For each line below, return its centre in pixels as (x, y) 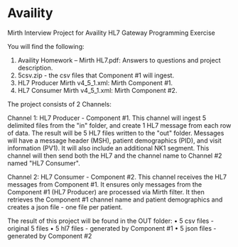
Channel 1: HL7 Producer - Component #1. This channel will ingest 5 (107, 118)
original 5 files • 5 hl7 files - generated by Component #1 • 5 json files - (112, 228)
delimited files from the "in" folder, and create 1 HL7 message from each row (119, 125)
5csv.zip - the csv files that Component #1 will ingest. (96, 75)
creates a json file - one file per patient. (65, 207)
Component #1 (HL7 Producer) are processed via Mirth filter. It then (106, 192)
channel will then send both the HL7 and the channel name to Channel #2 (115, 155)
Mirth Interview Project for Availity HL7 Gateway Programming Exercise (111, 33)
